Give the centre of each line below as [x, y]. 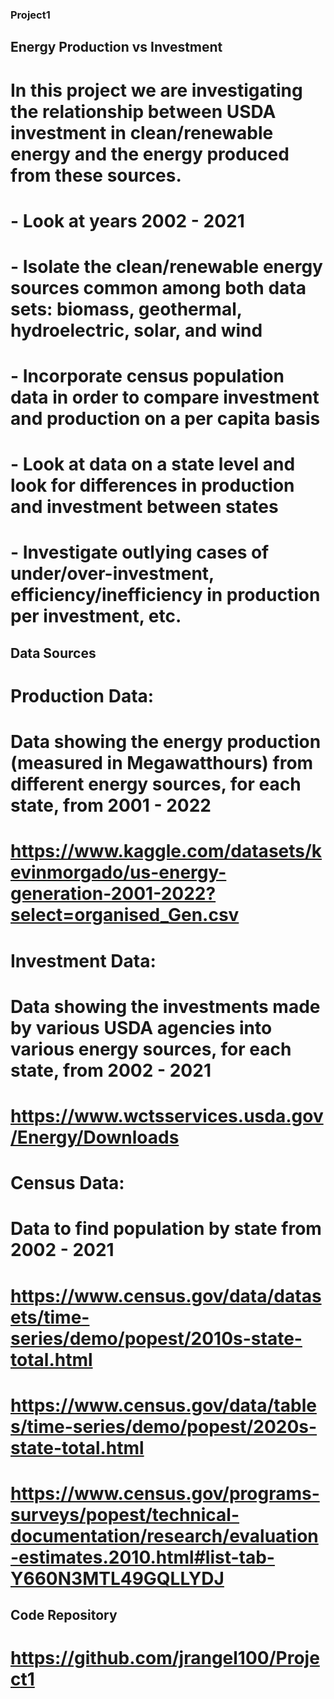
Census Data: [67, 1183]
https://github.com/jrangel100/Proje [165, 1658]
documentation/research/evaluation [164, 1535]
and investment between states [144, 507]
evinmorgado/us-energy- [118, 872]
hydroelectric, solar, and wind [136, 330]
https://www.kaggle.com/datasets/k [166, 851]
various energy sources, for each [151, 1049]
